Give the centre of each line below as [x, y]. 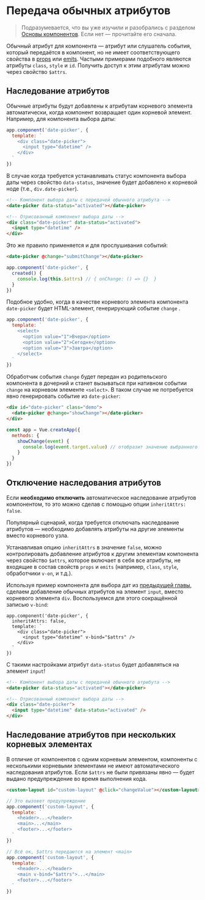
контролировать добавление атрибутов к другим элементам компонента [103, 554]
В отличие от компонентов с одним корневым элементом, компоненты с [102, 759]
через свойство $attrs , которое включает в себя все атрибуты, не [94, 560]
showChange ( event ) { [43, 441]
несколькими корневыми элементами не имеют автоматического [93, 766]
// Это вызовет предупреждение [46, 801]
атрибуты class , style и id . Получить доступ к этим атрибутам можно [98, 65]
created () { [27, 273]
